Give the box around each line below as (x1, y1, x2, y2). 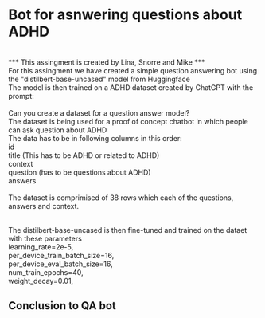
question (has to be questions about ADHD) (8, 167, 151, 177)
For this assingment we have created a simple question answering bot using (8, 65, 258, 75)
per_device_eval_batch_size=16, (8, 259, 113, 269)
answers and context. (8, 201, 80, 210)
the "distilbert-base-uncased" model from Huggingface (8, 74, 191, 84)
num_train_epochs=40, (8, 267, 84, 277)
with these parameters (8, 234, 82, 243)
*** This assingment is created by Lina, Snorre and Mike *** (8, 57, 205, 67)
